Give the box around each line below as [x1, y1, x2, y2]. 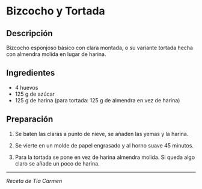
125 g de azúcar [14, 90, 55, 98]
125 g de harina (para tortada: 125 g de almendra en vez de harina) [14, 96, 180, 104]
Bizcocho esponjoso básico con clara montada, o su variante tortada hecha [6, 44, 194, 51]
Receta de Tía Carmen [6, 177, 63, 184]
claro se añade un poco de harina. [14, 160, 100, 167]
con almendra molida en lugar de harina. [6, 51, 106, 58]
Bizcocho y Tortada [6, 4, 105, 18]
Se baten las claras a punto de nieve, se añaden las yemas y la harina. [14, 130, 189, 137]
